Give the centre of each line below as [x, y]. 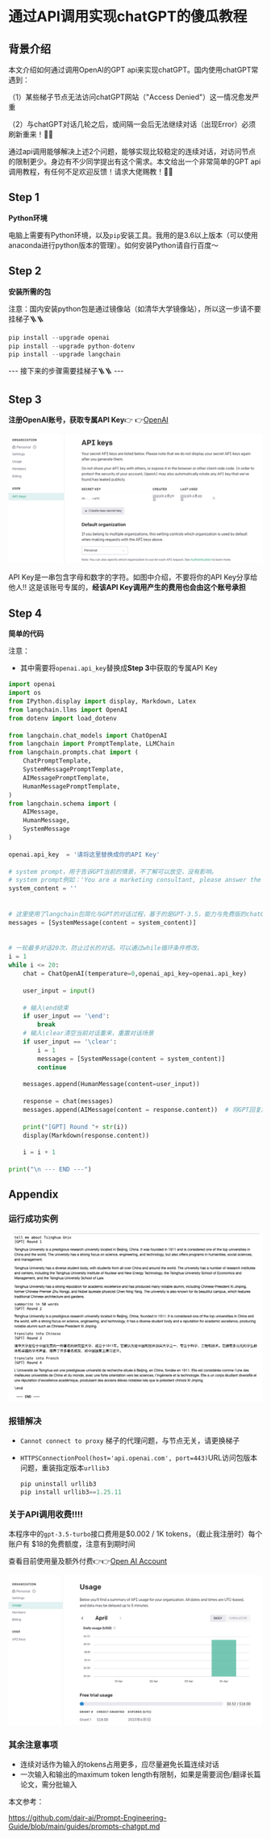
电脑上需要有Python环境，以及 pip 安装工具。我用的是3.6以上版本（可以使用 [133, 235]
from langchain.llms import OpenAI [68, 710]
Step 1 [24, 197]
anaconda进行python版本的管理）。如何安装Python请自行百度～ [114, 245]
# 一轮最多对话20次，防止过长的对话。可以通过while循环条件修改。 [106, 948]
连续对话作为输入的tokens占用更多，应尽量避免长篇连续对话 [119, 1764]
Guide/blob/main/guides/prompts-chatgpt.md [84, 1826]
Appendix [33, 1195]
